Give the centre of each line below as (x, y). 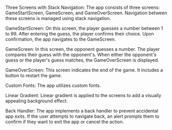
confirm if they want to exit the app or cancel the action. (65, 122)
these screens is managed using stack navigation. (58, 18)
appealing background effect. (37, 101)
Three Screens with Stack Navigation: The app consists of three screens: (83, 7)
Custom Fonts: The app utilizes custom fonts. (53, 85)
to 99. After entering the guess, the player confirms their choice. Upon (80, 34)
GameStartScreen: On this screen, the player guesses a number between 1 (84, 28)
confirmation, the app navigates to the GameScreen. (61, 39)
